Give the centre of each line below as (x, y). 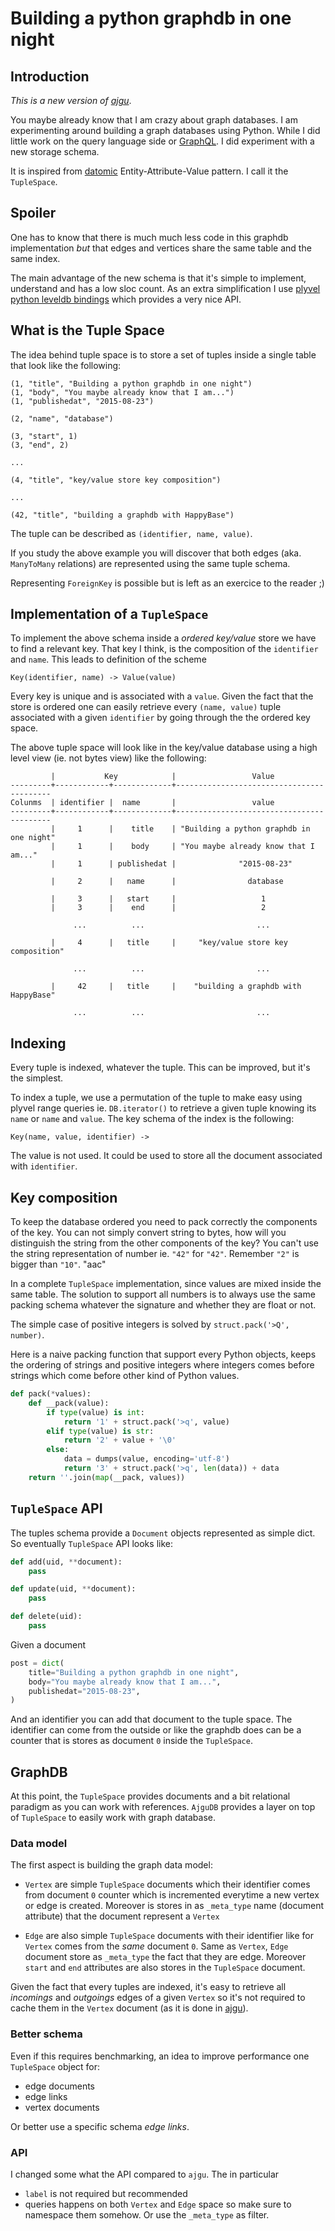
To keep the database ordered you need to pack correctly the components (164, 1222)
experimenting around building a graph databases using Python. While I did (165, 130)
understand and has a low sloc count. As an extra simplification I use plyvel (165, 288)
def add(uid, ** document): (66, 1562)
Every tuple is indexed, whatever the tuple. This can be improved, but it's (160, 1068)
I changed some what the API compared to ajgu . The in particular (145, 2174)
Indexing (38, 1043)
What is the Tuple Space (87, 330)
